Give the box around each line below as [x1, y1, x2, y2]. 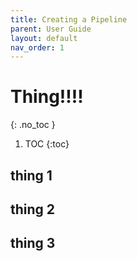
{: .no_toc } [10, 119, 56, 131]
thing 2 [10, 201, 56, 218]
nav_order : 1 [10, 42, 65, 53]
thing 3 [10, 235, 56, 252]
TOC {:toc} [24, 138, 70, 150]
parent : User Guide [10, 24, 92, 34]
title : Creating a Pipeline [10, 14, 128, 25]
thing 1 [10, 167, 53, 184]
